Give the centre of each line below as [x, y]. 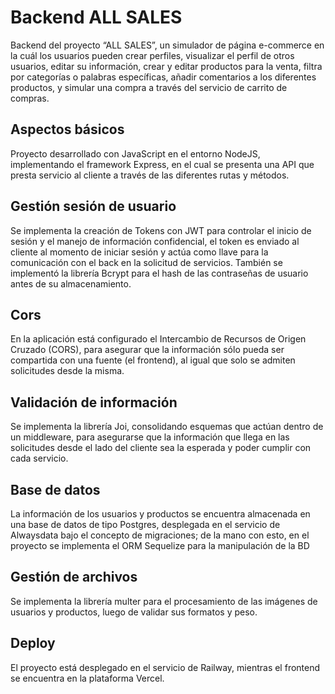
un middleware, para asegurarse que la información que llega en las [150, 437]
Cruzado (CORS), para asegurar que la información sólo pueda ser [147, 350]
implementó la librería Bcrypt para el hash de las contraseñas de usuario [159, 273]
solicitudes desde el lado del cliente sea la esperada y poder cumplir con [161, 448]
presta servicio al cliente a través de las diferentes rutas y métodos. [150, 175]
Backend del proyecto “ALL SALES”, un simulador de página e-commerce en [167, 45]
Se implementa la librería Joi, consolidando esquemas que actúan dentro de [167, 427]
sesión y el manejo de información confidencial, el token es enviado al [155, 241]
